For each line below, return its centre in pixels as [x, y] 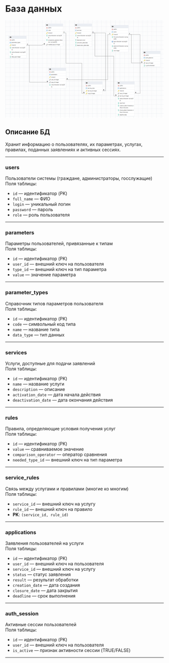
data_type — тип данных [38, 335]
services [16, 352]
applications [21, 532]
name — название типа [36, 329]
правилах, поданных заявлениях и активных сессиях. [63, 150]
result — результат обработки [46, 579]
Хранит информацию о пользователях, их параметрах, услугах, [74, 144]
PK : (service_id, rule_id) [40, 514]
